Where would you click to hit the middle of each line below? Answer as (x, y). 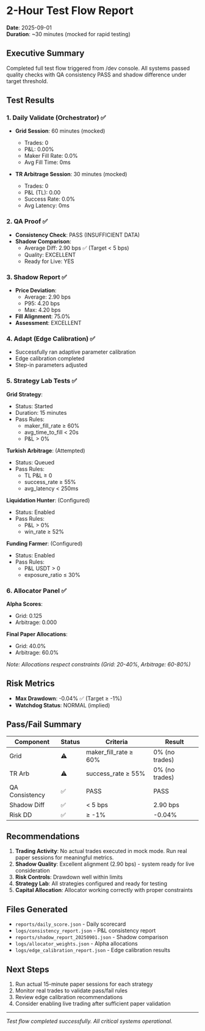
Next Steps (28, 970)
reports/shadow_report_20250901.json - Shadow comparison (92, 937)
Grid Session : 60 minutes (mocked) (60, 131)
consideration (32, 871)
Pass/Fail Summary (44, 725)
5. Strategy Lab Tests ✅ (42, 381)
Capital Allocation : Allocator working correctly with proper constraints (104, 890)
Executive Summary (45, 54)
